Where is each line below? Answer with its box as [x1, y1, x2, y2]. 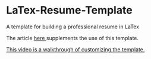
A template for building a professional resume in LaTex [6, 23, 140, 30]
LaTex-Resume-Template [6, 4, 133, 17]
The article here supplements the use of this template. [6, 34, 139, 41]
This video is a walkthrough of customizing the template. [6, 45, 145, 53]
